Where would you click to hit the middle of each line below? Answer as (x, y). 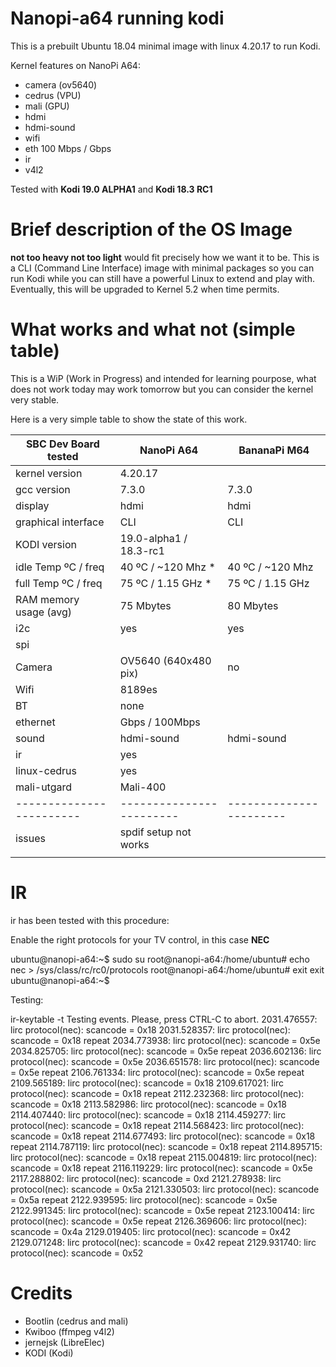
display (32, 505)
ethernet (35, 722)
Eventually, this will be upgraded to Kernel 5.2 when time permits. (145, 289)
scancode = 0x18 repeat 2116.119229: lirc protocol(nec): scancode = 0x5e (161, 1168)
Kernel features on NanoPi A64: (75, 65)
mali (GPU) (47, 106)
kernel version (49, 473)
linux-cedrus (46, 770)
